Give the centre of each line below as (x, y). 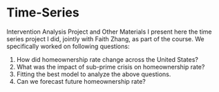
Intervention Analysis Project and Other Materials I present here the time (109, 32)
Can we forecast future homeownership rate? (81, 81)
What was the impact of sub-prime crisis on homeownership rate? (111, 67)
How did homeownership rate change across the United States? (107, 59)
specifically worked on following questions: (68, 46)
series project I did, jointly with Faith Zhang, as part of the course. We (105, 38)
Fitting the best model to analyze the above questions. (94, 74)
